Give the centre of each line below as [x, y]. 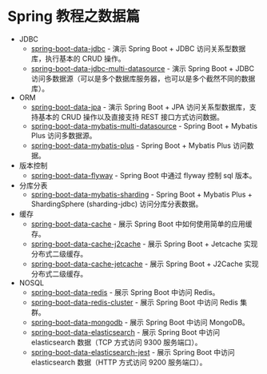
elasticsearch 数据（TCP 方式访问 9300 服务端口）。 [116, 342]
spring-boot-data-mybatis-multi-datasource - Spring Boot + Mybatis [144, 125]
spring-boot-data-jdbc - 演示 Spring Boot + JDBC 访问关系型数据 [138, 48]
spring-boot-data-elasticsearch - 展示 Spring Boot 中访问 [126, 332]
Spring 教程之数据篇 [74, 16]
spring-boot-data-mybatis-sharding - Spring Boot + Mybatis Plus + [141, 194]
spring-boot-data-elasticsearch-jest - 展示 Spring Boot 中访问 [133, 352]
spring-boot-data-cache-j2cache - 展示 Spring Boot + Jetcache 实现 [144, 244]
